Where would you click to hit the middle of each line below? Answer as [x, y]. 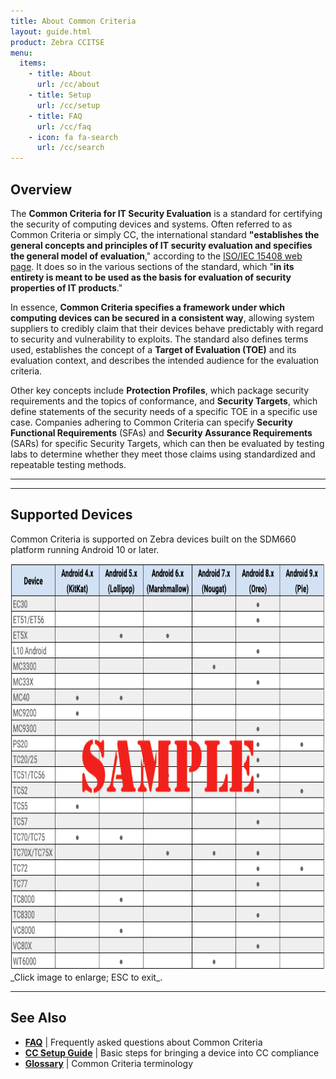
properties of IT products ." [66, 287]
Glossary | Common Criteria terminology [109, 1063]
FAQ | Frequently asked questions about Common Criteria [143, 1042]
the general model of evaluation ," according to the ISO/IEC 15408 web [156, 256]
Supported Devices [71, 515]
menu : [21, 53]
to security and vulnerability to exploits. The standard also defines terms [159, 339]
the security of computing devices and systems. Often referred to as [151, 224]
